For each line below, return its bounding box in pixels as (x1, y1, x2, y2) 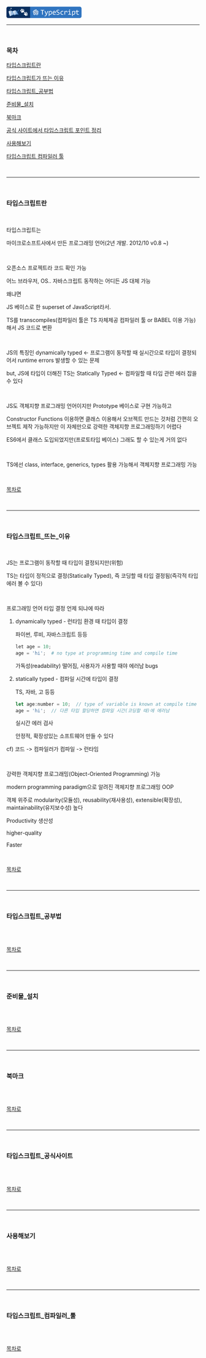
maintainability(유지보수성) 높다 (6, 804, 83, 811)
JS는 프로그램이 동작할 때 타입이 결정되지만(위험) (6, 559, 124, 566)
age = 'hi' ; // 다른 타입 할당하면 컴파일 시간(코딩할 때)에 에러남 (15, 707, 170, 714)
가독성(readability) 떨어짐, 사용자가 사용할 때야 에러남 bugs (15, 662, 158, 669)
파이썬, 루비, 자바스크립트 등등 (15, 631, 88, 638)
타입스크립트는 (6, 226, 42, 233)
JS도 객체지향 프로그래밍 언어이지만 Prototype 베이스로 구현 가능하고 (6, 402, 172, 409)
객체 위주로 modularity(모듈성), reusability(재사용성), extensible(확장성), (6, 796, 182, 804)
